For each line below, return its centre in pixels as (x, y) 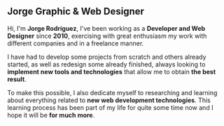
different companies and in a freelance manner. (76, 43)
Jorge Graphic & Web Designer (76, 12)
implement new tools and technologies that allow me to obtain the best (112, 71)
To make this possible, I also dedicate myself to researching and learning (112, 92)
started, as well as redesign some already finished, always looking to (106, 64)
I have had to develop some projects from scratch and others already (107, 57)
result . (17, 79)
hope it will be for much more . (51, 115)
